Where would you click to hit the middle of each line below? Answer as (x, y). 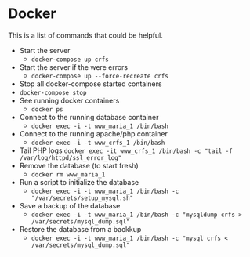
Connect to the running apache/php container (94, 133)
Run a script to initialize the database (79, 182)
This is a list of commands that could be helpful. (85, 35)
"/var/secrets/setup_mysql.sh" (82, 198)
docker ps (47, 109)
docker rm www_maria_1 (68, 174)
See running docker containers (69, 100)
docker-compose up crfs (70, 60)
